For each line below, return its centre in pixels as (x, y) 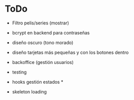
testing (19, 72)
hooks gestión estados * (38, 82)
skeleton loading (29, 91)
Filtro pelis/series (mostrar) (41, 23)
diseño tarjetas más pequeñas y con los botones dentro (70, 52)
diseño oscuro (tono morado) (43, 42)
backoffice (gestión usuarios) (43, 62)
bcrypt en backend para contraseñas (51, 32)
